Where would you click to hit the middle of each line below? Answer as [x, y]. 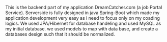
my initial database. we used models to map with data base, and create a [82, 29]
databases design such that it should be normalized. [60, 34]
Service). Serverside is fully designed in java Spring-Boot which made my [82, 13]
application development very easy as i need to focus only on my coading [83, 18]
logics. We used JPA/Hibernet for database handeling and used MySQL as [83, 23]
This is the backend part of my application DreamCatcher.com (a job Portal [84, 7]
